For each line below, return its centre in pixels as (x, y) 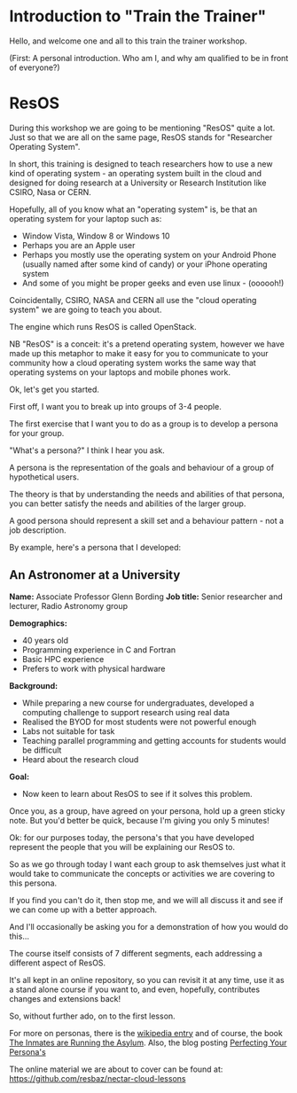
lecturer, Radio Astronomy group (69, 605)
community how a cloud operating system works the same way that (133, 363)
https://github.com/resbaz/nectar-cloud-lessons (98, 1078)
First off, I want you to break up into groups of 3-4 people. (115, 406)
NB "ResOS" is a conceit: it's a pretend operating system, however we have (147, 344)
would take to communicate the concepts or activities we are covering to (142, 873)
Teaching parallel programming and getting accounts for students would (154, 740)
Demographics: (39, 623)
